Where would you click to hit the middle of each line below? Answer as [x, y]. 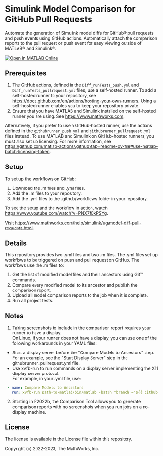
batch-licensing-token [27, 151]
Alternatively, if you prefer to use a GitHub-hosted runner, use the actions [79, 125]
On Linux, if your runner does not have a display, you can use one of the [84, 338]
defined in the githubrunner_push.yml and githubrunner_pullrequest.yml [78, 131]
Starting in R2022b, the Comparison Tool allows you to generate [76, 401]
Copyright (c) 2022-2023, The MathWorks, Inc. [52, 448]
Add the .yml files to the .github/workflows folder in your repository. [80, 198]
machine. [37, 412]
